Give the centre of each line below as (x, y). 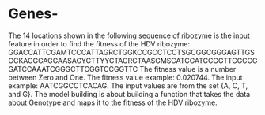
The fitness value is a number (188, 69)
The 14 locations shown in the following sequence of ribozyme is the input (129, 35)
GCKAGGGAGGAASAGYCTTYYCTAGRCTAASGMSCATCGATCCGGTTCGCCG (133, 61)
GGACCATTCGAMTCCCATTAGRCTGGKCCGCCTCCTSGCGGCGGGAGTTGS (131, 52)
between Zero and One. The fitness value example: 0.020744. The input (125, 77)
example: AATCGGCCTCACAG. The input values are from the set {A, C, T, (128, 85)
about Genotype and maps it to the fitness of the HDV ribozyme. (113, 102)
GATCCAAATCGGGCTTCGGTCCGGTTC (73, 69)
